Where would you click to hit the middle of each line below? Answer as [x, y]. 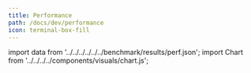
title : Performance [40, 15]
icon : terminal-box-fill [49, 30]
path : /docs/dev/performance [56, 23]
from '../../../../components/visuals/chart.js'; [78, 60]
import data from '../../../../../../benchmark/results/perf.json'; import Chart [126, 53]
